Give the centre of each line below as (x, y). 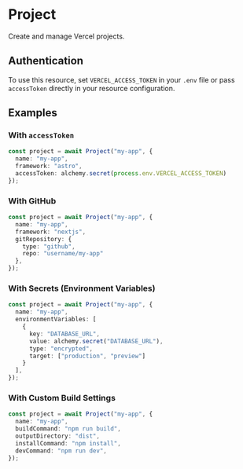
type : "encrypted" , (61, 348)
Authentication (46, 61)
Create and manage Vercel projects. (66, 36)
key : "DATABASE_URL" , (64, 334)
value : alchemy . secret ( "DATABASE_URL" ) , (96, 341)
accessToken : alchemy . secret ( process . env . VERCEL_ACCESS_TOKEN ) (121, 174)
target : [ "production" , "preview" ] (87, 356)
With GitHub (32, 200)
